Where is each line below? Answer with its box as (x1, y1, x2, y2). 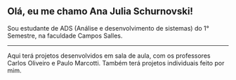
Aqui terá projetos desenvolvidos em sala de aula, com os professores (7, 51, 211, 60)
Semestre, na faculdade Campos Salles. (7, 31, 123, 40)
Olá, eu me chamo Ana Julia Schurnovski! (7, 6, 193, 17)
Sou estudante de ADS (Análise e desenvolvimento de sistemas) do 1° (7, 24, 209, 32)
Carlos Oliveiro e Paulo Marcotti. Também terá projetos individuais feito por (7, 58, 225, 67)
